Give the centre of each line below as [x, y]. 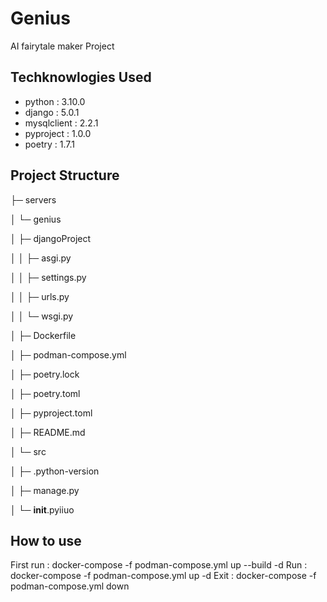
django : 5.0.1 [52, 112]
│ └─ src [28, 451]
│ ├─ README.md [48, 432]
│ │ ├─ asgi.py [41, 258]
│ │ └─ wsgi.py [42, 316]
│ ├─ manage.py [45, 490]
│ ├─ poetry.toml [45, 393]
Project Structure [65, 175]
